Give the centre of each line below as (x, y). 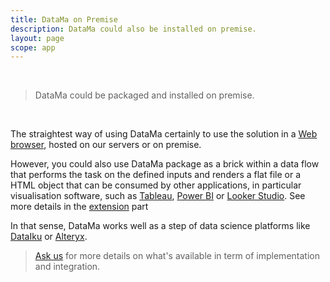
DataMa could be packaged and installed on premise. (144, 95)
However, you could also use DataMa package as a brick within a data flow (165, 164)
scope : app (33, 47)
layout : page (37, 38)
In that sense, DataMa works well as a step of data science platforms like (160, 226)
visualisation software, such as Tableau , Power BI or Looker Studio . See (158, 196)
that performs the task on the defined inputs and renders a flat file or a (156, 175)
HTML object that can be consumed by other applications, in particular (156, 185)
